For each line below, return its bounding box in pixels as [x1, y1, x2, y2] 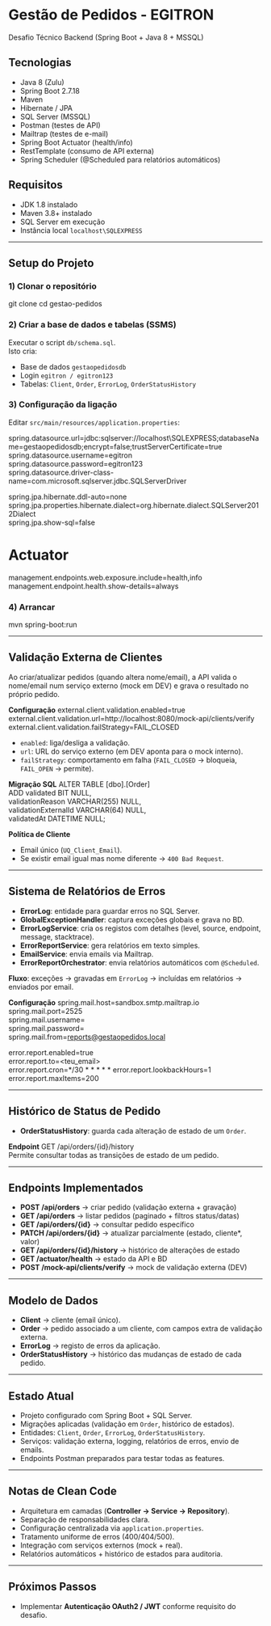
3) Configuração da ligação [8, 399, 118, 410]
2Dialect [8, 509, 36, 518]
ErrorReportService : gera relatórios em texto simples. [19, 940, 200, 950]
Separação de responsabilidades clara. [19, 1514, 151, 1524]
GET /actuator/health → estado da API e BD [19, 1254, 168, 1264]
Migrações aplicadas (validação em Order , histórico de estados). [19, 1419, 236, 1429]
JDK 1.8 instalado [19, 200, 78, 209]
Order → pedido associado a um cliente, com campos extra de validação [19, 1324, 263, 1333]
